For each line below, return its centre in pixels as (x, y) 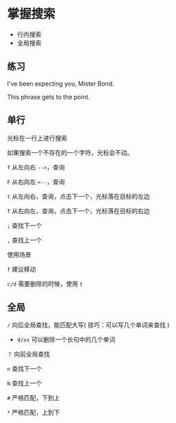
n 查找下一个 (25, 369)
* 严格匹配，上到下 (34, 413)
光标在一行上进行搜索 (37, 138)
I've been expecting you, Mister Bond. (61, 84)
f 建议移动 (22, 269)
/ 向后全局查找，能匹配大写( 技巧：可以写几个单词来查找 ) (88, 325)
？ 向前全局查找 (28, 354)
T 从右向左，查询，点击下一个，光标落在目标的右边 (79, 210)
